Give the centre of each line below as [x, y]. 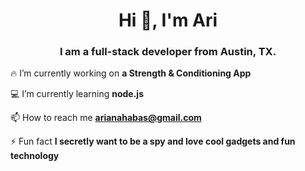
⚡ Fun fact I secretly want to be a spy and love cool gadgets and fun [153, 141]
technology [35, 156]
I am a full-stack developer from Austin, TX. [168, 52]
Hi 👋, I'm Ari [168, 20]
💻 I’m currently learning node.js [77, 94]
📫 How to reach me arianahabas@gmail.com [106, 118]
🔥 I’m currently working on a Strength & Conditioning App [131, 73]
